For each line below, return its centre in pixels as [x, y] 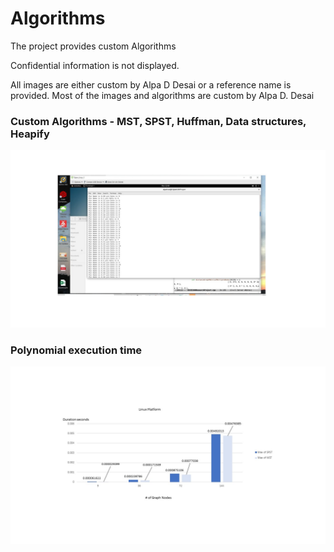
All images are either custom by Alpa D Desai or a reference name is [151, 84]
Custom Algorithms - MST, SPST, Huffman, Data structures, [158, 121]
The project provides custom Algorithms [93, 46]
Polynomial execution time [76, 350]
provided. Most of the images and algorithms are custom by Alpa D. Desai [162, 95]
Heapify [30, 134]
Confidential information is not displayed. [95, 65]
